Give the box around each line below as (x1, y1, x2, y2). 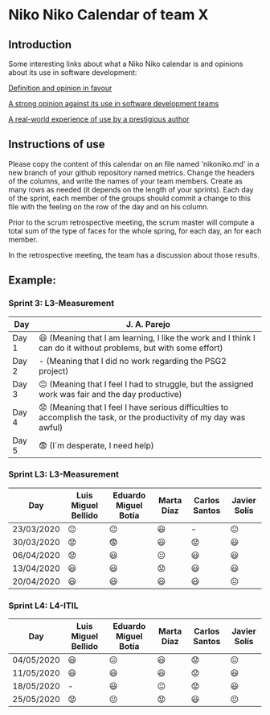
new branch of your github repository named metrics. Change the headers (8, 167, 255, 177)
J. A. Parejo (125, 318, 171, 329)
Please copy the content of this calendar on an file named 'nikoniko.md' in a (8, 159, 260, 168)
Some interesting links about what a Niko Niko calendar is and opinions (8, 59, 243, 68)
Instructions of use (8, 138, 106, 151)
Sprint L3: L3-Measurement (8, 469, 119, 480)
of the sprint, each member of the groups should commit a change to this (8, 193, 252, 203)
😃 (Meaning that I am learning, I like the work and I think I (39, 332, 256, 343)
